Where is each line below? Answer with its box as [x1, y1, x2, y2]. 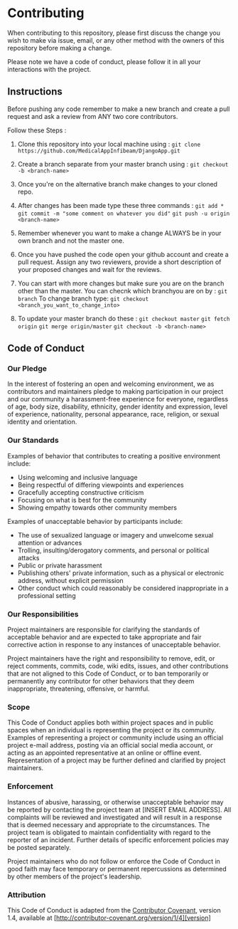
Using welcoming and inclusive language [17, 473, 138, 481]
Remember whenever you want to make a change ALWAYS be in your [17, 229, 222, 237]
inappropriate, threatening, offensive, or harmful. [7, 685, 151, 693]
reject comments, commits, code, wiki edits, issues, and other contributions [7, 662, 229, 671]
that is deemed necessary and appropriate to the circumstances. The [7, 820, 210, 829]
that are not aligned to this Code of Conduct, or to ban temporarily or [7, 669, 209, 678]
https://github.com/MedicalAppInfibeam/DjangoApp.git [17, 147, 180, 154]
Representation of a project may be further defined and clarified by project [7, 756, 226, 765]
